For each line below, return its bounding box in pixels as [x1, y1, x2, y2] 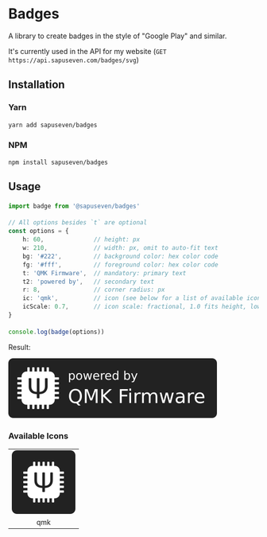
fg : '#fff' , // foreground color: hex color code [22, 260, 219, 269]
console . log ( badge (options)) [8, 328, 105, 336]
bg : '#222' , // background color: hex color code [22, 252, 219, 260]
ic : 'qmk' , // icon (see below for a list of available [22, 294, 244, 302]
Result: [8, 342, 31, 352]
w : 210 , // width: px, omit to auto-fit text [22, 244, 219, 252]
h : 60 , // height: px [22, 235, 141, 243]
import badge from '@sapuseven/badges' [8, 202, 141, 210]
